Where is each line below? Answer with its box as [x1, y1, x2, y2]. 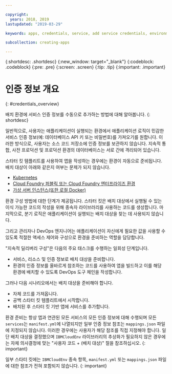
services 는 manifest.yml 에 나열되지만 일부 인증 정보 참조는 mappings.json [5, 321, 156, 327]
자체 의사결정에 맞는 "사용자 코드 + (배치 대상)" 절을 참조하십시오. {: [10, 340, 146, 346]
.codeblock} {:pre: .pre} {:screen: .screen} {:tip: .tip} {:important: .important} [5, 64, 166, 70]
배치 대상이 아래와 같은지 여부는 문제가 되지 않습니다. [5, 164, 111, 171]
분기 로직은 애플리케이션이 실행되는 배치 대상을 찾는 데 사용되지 [24, 211, 150, 217]
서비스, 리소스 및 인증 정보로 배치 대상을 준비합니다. [12, 256, 115, 262]
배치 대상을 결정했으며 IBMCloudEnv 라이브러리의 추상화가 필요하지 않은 [10, 334, 153, 340]
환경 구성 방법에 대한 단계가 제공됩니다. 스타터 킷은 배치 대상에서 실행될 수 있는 [5, 198, 162, 204]
